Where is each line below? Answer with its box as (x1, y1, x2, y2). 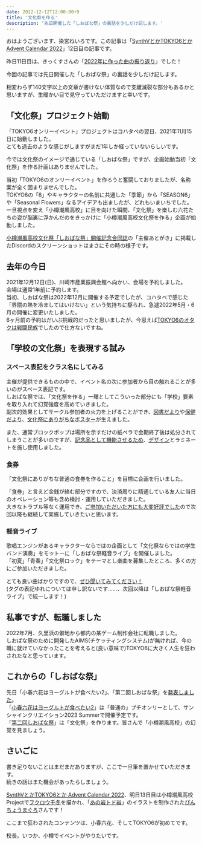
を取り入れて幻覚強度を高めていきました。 (6, 400, 112, 408)
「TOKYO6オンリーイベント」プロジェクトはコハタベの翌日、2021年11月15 (6, 128, 192, 135)
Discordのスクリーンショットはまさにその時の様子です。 (11, 242, 152, 249)
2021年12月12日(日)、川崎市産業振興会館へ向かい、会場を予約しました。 (6, 279, 186, 285)
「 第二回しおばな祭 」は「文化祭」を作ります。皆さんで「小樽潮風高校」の (6, 719, 191, 726)
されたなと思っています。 (6, 652, 69, 659)
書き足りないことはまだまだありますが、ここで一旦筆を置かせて (6, 763, 165, 770)
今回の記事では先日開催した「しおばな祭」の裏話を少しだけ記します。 (6, 71, 180, 78)
